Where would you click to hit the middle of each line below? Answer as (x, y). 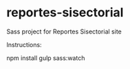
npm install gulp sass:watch (46, 58)
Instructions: (24, 44)
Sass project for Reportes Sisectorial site (64, 31)
